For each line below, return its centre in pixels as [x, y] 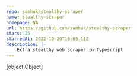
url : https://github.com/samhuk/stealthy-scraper [69, 28]
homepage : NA [22, 22]
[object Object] [25, 67]
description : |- [26, 45]
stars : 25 [18, 34]
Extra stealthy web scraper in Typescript [70, 50]
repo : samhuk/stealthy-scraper [45, 11]
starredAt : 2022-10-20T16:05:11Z [47, 39]
